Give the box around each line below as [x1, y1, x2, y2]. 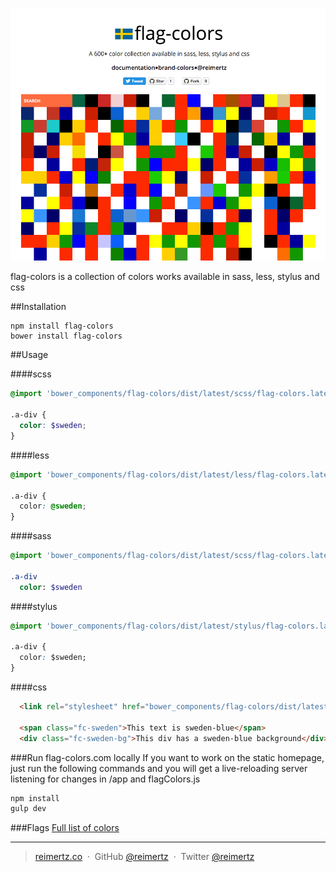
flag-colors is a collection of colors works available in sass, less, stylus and [10, 271, 320, 283]
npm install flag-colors [10, 321, 114, 332]
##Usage [10, 349, 49, 361]
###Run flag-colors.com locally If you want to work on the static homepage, [10, 751, 325, 763]
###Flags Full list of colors [10, 822, 120, 834]
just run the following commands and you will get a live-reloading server [10, 762, 308, 774]
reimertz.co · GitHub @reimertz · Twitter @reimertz [34, 851, 255, 863]
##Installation [10, 301, 67, 313]
